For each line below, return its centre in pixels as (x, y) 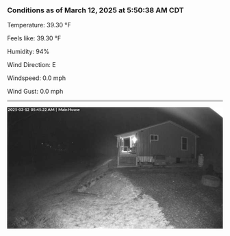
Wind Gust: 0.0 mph (35, 92)
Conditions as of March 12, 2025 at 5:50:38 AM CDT (95, 10)
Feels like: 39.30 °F (34, 38)
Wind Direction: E (31, 65)
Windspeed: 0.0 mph (37, 78)
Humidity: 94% (28, 52)
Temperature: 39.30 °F (39, 25)
